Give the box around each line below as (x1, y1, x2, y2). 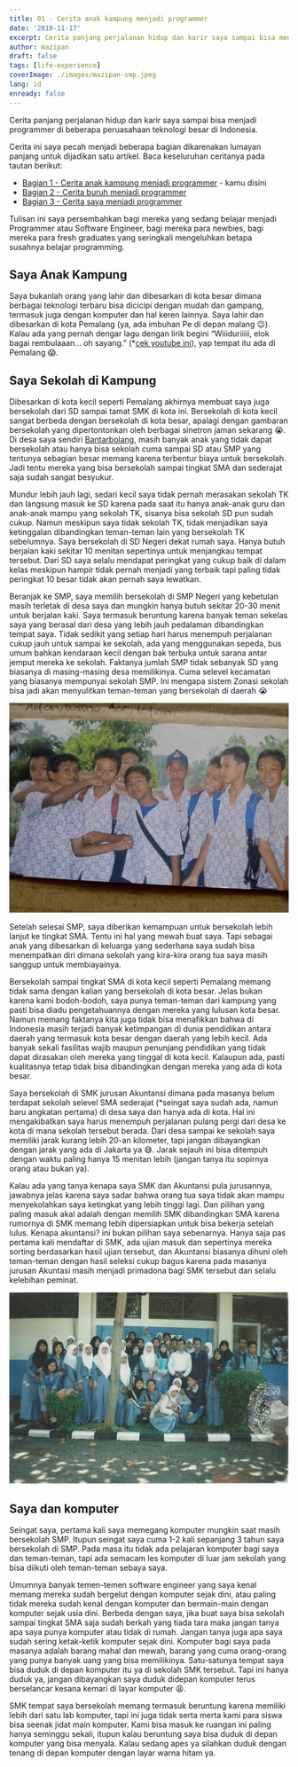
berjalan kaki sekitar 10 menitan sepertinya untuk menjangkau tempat (9, 546, 263, 556)
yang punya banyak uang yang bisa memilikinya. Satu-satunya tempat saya (9, 1654, 285, 1665)
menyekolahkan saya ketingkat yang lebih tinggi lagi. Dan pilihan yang (9, 1199, 265, 1210)
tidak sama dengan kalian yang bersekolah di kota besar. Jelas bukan (9, 986, 263, 997)
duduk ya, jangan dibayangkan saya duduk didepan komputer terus (9, 1673, 255, 1685)
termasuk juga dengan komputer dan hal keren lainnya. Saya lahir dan (9, 310, 264, 320)
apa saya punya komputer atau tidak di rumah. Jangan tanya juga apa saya (9, 1626, 283, 1637)
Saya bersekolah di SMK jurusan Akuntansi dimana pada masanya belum (9, 1088, 275, 1099)
